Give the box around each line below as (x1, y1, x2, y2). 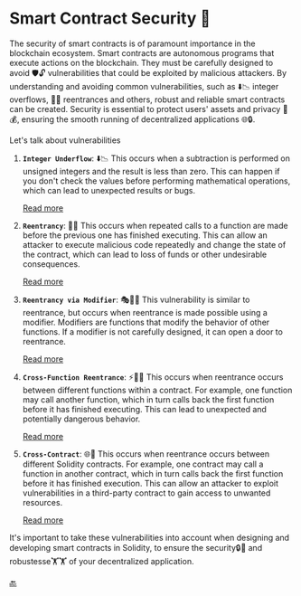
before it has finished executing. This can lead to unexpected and (22, 403, 267, 414)
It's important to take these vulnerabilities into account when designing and (9, 532, 290, 543)
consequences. (22, 258, 80, 270)
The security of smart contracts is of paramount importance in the (9, 38, 256, 49)
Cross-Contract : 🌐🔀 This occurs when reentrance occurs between (22, 448, 270, 459)
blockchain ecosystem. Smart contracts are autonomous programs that (9, 47, 275, 58)
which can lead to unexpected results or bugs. (22, 184, 196, 195)
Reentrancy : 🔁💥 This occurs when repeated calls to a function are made (22, 220, 288, 231)
